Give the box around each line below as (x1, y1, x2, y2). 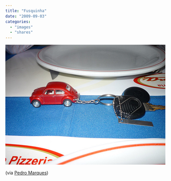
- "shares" (10, 30, 33, 35)
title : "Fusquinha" (5, 8, 47, 13)
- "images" (10, 25, 33, 30)
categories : (5, 19, 31, 24)
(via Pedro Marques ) (5, 170, 49, 176)
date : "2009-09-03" (5, 13, 47, 19)
